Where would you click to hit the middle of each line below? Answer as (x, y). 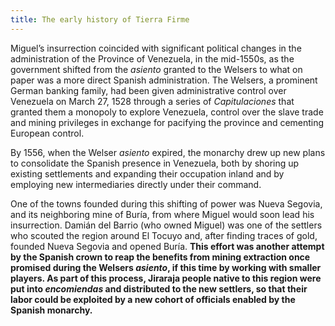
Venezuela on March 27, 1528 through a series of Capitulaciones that (152, 101)
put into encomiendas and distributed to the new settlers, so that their (159, 288)
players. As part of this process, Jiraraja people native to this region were (166, 278)
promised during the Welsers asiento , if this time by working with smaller (166, 267)
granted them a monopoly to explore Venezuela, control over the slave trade (167, 112)
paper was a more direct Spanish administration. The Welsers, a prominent (164, 80)
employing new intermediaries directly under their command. (136, 184)
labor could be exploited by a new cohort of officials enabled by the (153, 299)
